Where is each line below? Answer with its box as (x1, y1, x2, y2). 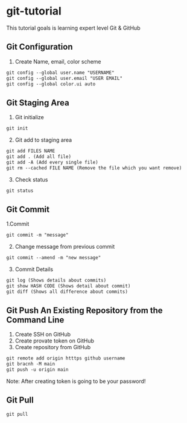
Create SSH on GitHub (14, 331, 71, 338)
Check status (14, 175, 48, 183)
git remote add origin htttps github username (6, 355, 125, 361)
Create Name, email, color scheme (14, 57, 101, 65)
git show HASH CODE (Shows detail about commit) (6, 283, 131, 289)
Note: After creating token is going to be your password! (6, 378, 146, 385)
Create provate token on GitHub (14, 337, 95, 344)
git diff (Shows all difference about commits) (6, 289, 128, 295)
